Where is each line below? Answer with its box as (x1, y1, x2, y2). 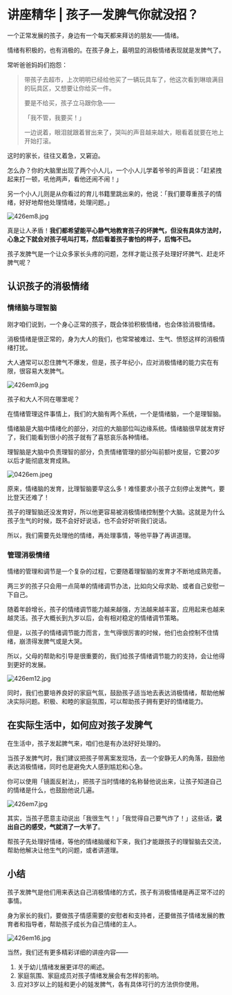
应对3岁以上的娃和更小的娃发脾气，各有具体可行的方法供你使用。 (17, 980, 203, 988)
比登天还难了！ (7, 493, 50, 501)
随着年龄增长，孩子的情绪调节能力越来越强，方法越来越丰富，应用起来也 (7, 605, 213, 613)
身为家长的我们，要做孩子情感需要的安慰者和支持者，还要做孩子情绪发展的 (7, 911, 219, 920)
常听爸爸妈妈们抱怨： (7, 60, 68, 69)
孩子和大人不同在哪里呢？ (7, 394, 80, 403)
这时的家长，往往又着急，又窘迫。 (7, 151, 104, 160)
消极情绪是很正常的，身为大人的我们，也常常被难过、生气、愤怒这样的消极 (7, 334, 219, 343)
